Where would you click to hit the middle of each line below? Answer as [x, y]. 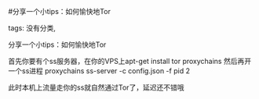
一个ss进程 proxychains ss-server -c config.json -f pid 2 [99, 71]
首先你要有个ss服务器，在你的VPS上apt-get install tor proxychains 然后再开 [130, 61]
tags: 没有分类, [32, 28]
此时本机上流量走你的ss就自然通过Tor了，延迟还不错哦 [96, 87]
